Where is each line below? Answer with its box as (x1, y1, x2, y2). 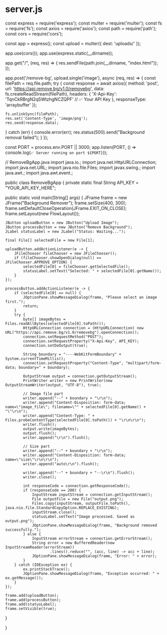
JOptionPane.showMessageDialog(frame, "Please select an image (23, 295, 157, 300)
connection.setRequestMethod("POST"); (23, 334, 104, 339)
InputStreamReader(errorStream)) (5, 545, 75, 550)
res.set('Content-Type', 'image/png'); (5, 116, 88, 121)
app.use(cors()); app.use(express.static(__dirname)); (5, 50, 114, 56)
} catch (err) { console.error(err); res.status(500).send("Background (5, 129, 145, 135)
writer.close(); (23, 475, 57, 480)
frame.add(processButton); (5, 597, 61, 602)
